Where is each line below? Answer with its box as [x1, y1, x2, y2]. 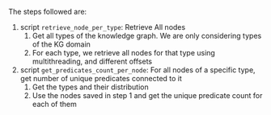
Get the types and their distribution [32, 82, 149, 92]
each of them [32, 100, 77, 109]
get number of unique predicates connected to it [19, 74, 182, 83]
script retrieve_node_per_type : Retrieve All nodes [19, 23, 186, 31]
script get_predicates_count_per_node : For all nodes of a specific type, [19, 65, 256, 75]
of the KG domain [32, 39, 91, 49]
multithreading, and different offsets [32, 56, 152, 66]
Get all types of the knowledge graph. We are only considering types [32, 31, 262, 40]
